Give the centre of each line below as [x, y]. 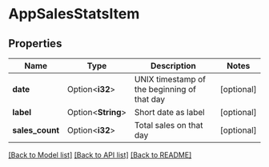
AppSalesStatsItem [74, 14]
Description [173, 66]
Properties [35, 44]
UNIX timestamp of [170, 79]
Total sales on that [169, 125]
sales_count [36, 130]
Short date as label [170, 112]
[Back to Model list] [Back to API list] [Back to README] [100, 155]
